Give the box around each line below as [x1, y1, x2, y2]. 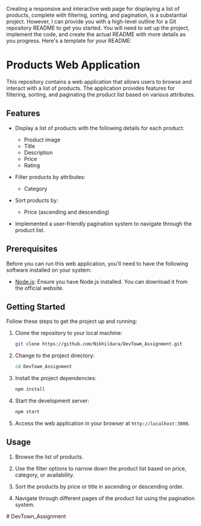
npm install [14, 386, 45, 392]
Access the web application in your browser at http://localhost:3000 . [14, 419, 190, 427]
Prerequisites [6, 244, 58, 254]
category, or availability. [14, 471, 75, 478]
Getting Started [6, 301, 66, 312]
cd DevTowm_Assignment [14, 364, 72, 370]
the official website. [14, 284, 64, 292]
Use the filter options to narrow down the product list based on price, [14, 465, 187, 472]
